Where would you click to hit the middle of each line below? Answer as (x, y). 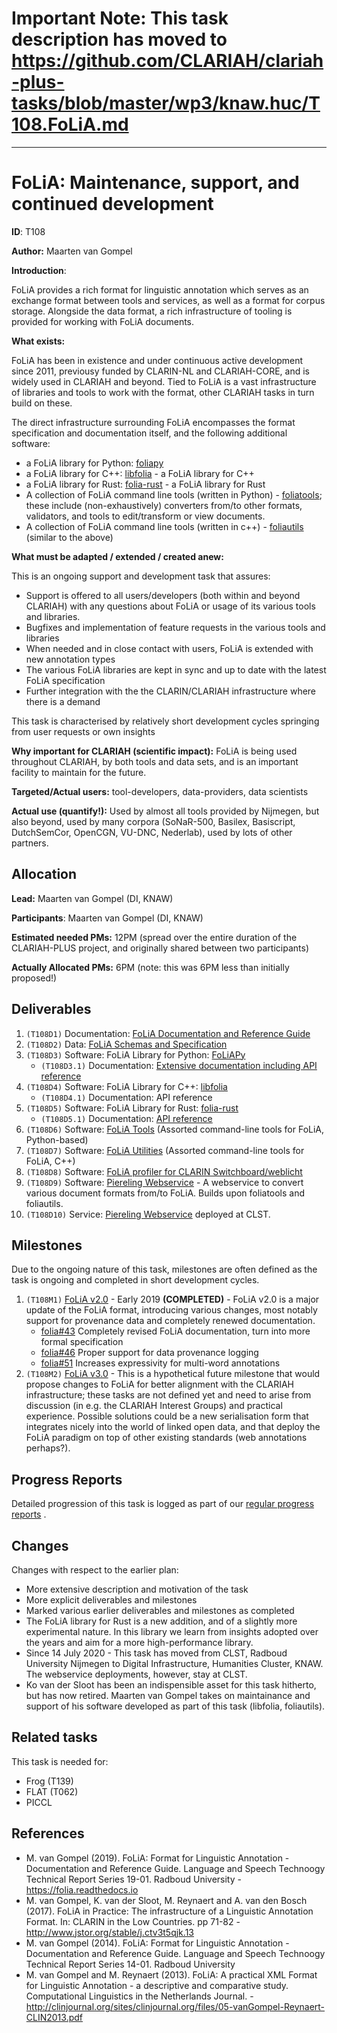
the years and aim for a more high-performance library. (139, 1642)
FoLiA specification (65, 680)
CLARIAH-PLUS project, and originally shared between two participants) (160, 948)
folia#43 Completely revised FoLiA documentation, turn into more (175, 1331)
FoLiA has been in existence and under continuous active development (157, 360)
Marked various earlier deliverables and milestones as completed (160, 1610)
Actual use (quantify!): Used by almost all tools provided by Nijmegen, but (165, 811)
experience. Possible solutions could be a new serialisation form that (167, 1416)
